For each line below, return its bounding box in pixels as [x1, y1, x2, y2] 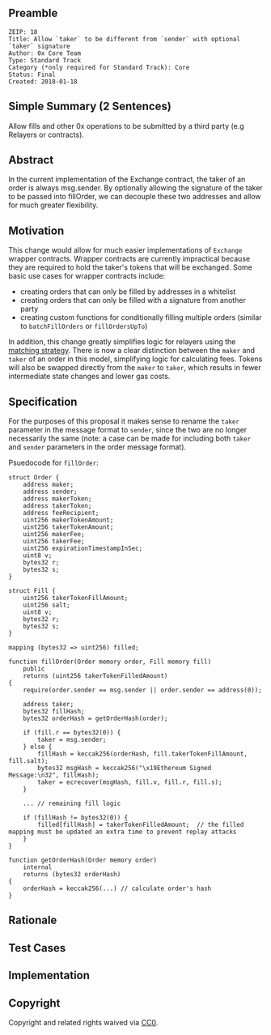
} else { [23, 743, 53, 752]
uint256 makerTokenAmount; [23, 516, 114, 525]
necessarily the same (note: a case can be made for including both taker [8, 433, 252, 444]
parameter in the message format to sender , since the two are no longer [8, 425, 248, 435]
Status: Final [8, 70, 57, 79]
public [23, 665, 45, 673]
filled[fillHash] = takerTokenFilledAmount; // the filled [37, 821, 244, 829]
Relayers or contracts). [8, 130, 85, 139]
